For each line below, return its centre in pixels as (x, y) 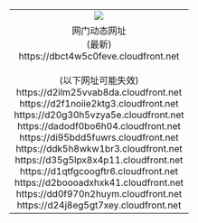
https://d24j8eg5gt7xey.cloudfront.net (99, 205)
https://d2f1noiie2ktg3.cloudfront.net (99, 103)
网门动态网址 (99, 31)
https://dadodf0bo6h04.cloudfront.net (99, 125)
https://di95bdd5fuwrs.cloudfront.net (99, 137)
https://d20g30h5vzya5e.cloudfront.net (99, 115)
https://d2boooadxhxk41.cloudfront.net (99, 182)
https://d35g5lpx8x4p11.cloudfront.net (99, 160)
